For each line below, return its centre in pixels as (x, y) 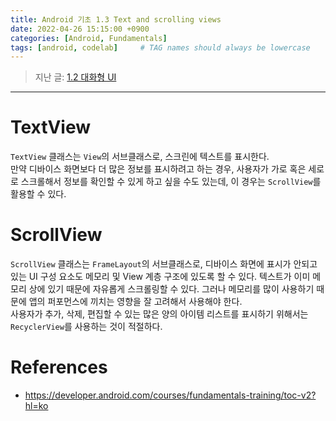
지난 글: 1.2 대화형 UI (75, 77)
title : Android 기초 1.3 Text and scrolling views (116, 19)
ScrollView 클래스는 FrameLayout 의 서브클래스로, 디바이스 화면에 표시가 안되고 (164, 264)
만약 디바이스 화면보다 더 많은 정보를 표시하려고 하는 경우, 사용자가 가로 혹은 (158, 169)
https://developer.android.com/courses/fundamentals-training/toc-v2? (170, 395)
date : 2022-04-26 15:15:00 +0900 (80, 29)
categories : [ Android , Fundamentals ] (89, 38)
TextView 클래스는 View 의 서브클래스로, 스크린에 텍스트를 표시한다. (140, 157)
